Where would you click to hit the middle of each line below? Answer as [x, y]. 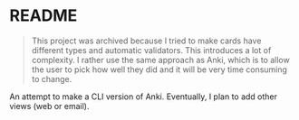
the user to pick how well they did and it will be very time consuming [159, 69]
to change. [52, 78]
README [43, 16]
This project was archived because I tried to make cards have [146, 41]
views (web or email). [49, 106]
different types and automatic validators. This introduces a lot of [151, 50]
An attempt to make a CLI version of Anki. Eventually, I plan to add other [144, 97]
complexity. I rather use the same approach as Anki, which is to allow [160, 60]
